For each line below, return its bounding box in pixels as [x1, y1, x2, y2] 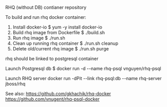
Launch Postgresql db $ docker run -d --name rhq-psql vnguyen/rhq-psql [5, 66, 161, 71]
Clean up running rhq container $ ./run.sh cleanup [12, 40, 118, 46]
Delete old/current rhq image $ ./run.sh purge [12, 46, 109, 51]
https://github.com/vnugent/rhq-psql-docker [5, 96, 100, 102]
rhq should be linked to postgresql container [5, 56, 99, 62]
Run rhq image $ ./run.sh [12, 35, 65, 41]
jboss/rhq [5, 81, 26, 87]
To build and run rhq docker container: [5, 14, 87, 20]
